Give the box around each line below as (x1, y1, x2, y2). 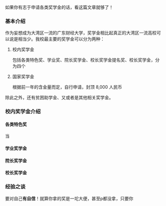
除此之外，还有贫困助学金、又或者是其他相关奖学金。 (5, 95, 114, 101)
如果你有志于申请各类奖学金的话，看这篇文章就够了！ (5, 4, 114, 10)
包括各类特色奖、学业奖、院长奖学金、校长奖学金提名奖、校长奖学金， (12, 57, 156, 63)
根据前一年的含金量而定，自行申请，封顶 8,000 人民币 (12, 84, 123, 90)
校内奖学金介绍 (5, 108, 41, 115)
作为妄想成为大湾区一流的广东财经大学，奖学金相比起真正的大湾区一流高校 (5, 30, 157, 36)
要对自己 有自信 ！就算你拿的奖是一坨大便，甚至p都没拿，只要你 (5, 195, 133, 201)
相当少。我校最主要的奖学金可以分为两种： (18, 36, 105, 42)
